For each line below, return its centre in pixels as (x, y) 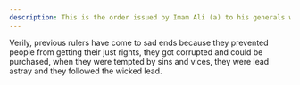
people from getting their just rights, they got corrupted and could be (136, 52)
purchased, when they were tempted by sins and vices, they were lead (139, 61)
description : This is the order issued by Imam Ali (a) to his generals (147, 17)
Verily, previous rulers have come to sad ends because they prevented (139, 42)
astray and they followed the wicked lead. (86, 71)
